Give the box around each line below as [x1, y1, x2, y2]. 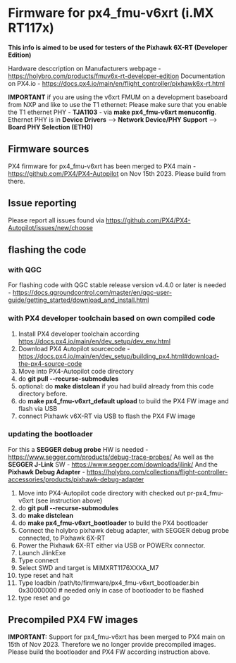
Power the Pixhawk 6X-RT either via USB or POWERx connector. [18, 541, 206, 550]
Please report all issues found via [8, 216, 105, 225]
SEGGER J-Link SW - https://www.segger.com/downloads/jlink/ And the [8, 460, 218, 469]
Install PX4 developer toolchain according [18, 329, 139, 338]
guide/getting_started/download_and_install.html [8, 296, 149, 304]
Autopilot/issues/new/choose [8, 223, 94, 232]
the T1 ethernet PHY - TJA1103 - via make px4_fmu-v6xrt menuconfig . [8, 108, 217, 116]
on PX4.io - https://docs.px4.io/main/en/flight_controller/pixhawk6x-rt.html [8, 79, 225, 87]
